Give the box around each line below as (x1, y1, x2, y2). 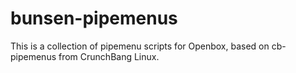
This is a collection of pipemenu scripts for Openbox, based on (10, 40, 270, 52)
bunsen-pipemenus (10, 7, 178, 30)
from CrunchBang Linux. (58, 50, 160, 62)
